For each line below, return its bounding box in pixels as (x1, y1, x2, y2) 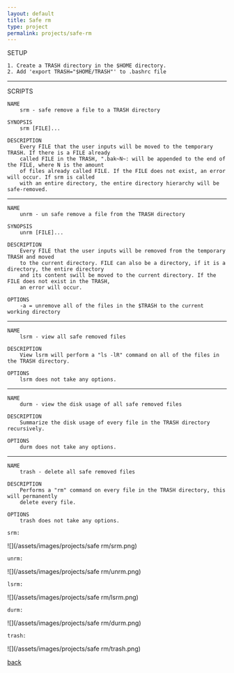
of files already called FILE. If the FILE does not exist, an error (19, 168, 226, 175)
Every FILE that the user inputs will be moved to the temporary (19, 144, 214, 151)
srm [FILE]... (19, 125, 61, 133)
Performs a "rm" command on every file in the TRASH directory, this (19, 487, 226, 494)
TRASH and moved (7, 254, 54, 261)
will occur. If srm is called (7, 174, 95, 181)
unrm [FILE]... (19, 229, 64, 236)
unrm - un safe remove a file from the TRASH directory (19, 211, 186, 218)
